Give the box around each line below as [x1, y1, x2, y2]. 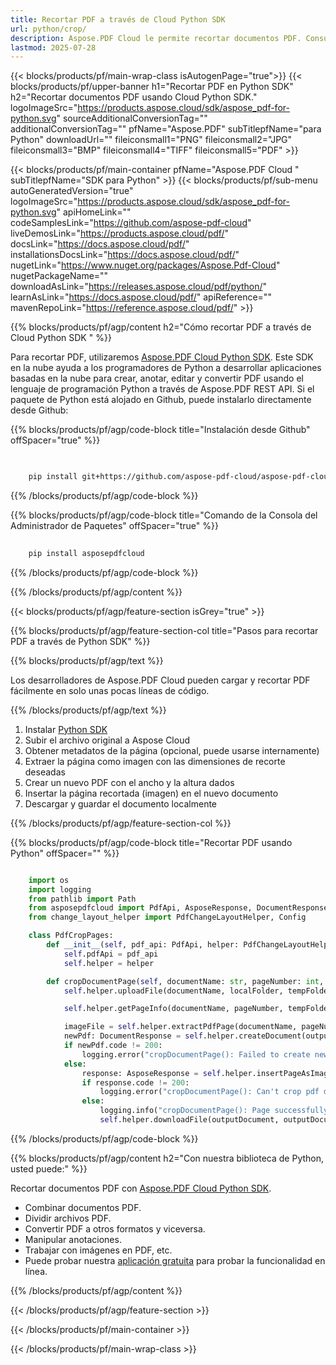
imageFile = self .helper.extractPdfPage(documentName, [63, 1022, 298, 1032]
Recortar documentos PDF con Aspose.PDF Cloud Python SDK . [10, 1182, 272, 1194]
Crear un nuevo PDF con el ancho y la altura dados [24, 776, 235, 788]
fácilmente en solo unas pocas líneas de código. [10, 684, 210, 696]
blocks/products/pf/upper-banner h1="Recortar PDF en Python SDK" [10, 81, 294, 93]
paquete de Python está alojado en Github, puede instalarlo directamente [10, 394, 312, 406]
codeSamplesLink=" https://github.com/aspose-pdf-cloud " [10, 217, 252, 229]
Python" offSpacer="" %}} [10, 847, 120, 859]
